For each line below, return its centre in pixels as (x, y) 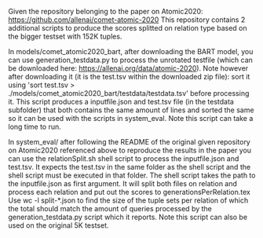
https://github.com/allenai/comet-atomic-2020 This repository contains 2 (127, 20)
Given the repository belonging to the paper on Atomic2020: (106, 11)
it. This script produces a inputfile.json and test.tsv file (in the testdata (121, 102)
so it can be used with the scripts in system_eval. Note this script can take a (131, 118)
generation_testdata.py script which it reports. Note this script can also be (128, 217)
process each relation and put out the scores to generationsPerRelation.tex (130, 192)
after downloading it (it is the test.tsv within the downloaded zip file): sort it (129, 77)
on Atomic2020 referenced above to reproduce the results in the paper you (130, 150)
